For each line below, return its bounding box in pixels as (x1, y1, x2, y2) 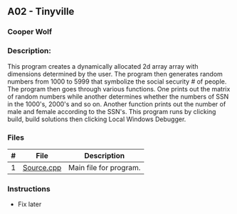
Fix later (17, 200, 42, 208)
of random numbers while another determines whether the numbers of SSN (7, 92, 229, 101)
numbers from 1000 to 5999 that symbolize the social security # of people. (7, 77, 227, 86)
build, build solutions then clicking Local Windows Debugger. (7, 115, 186, 123)
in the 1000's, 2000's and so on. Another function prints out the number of (7, 99, 226, 108)
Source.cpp (22, 162, 62, 172)
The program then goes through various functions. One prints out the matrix (7, 84, 231, 93)
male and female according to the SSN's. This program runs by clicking (7, 107, 216, 116)
